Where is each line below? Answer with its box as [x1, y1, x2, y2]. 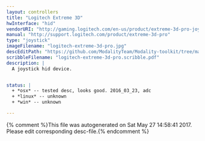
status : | [6, 82, 32, 89]
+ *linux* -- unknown [12, 93, 67, 99]
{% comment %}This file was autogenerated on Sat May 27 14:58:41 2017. [6, 121, 192, 128]
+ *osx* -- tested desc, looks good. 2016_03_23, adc [12, 88, 151, 94]
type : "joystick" [6, 37, 51, 43]
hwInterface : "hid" [6, 20, 56, 26]
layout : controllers [6, 9, 59, 15]
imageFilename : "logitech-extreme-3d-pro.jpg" [6, 43, 127, 49]
